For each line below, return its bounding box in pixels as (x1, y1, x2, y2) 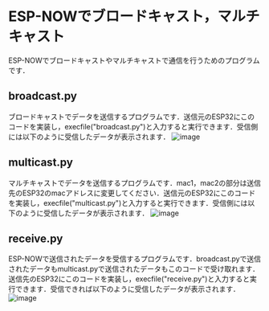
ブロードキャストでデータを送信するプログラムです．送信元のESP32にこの (8, 112, 255, 121)
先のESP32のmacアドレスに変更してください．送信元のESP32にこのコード (8, 188, 256, 198)
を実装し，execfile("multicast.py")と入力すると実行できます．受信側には (8, 198, 248, 207)
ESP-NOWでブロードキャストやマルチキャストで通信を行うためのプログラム (8, 55, 260, 65)
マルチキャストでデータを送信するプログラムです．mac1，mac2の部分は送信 (8, 178, 262, 187)
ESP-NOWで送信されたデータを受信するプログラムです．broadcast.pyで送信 (8, 254, 261, 264)
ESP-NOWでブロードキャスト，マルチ (8, 7, 260, 26)
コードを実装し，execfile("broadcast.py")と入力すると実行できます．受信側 (8, 121, 259, 131)
